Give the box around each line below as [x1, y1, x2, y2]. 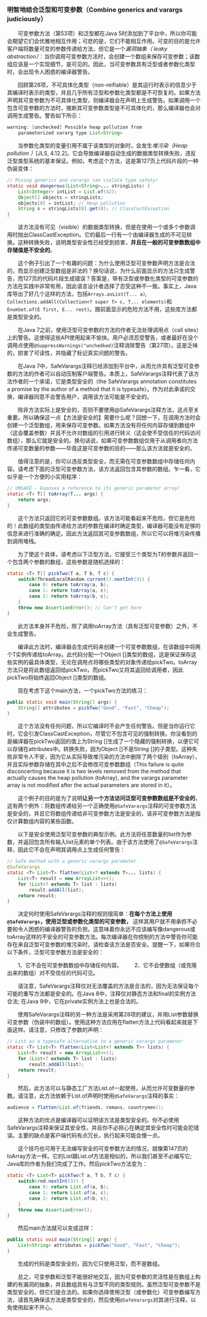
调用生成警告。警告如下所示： [7, 112, 82, 119]
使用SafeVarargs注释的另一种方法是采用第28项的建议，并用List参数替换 [18, 1011, 199, 1018]
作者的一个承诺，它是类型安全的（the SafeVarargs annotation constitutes [12, 378, 197, 385]
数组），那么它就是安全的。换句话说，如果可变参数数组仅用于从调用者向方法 [7, 437, 198, 444]
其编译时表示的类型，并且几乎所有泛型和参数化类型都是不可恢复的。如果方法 [7, 89, 201, 96]
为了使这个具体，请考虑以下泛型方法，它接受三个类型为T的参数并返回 [18, 550, 194, 557]
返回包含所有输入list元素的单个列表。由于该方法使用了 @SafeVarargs [23, 838, 193, 846]
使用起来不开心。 [12, 1303, 56, 1311]
